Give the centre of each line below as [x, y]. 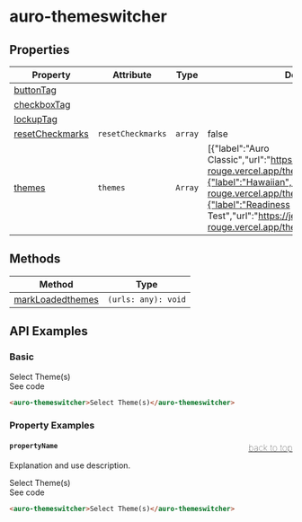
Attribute [132, 75]
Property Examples [52, 426]
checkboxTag [42, 105]
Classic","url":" [239, 159]
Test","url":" [233, 216]
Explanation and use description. [70, 465]
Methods [35, 259]
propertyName [34, 446]
